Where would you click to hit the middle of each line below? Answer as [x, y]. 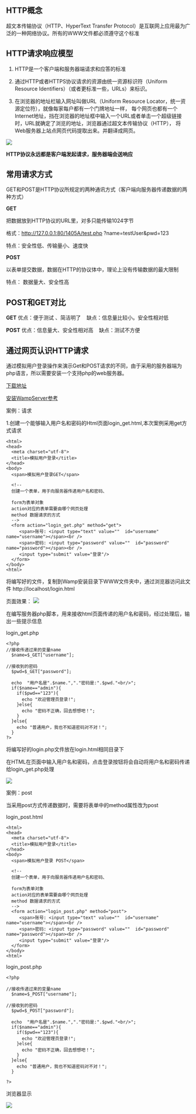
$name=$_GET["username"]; [43, 655]
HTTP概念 [24, 11]
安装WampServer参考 [32, 398]
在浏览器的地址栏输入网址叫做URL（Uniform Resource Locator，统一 [97, 101]
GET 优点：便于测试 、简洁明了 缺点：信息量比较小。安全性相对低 [87, 318]
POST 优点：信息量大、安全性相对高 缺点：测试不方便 [73, 330]
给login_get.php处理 [30, 770]
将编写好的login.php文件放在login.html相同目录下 [65, 750]
